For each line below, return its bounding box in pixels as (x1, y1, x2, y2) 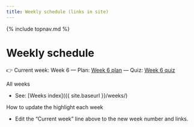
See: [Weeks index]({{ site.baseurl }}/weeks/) (14, 92, 128, 99)
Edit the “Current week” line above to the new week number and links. (14, 115, 189, 122)
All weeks (6, 80, 30, 87)
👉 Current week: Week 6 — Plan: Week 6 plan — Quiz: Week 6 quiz (6, 66, 175, 74)
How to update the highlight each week (6, 103, 103, 111)
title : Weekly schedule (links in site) (6, 8, 109, 15)
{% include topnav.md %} (6, 25, 70, 32)
